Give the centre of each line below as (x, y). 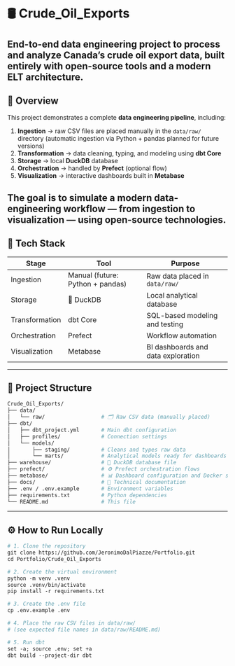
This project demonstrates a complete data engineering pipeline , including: (116, 118)
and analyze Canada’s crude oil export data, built (116, 55)
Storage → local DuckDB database (68, 161)
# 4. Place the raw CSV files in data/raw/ (72, 623)
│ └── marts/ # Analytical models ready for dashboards (117, 456)
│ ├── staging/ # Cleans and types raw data (97, 450)
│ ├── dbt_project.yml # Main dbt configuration (92, 430)
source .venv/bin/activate (47, 585)
